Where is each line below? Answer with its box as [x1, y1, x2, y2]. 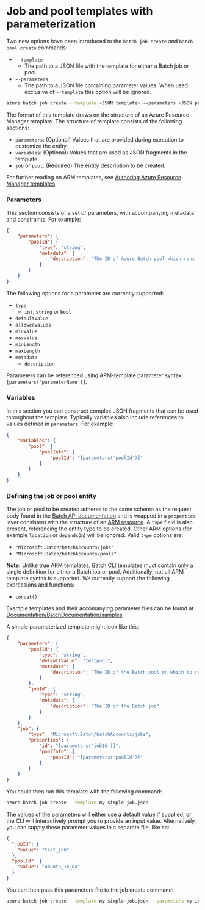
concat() [15, 594, 38, 601]
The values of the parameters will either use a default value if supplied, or [6, 811, 192, 818]
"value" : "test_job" [17, 847, 70, 853]
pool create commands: [6, 44, 68, 51]
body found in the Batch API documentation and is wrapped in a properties [6, 512, 196, 519]
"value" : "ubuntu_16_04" [17, 864, 81, 870]
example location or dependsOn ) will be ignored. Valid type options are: [6, 532, 184, 539]
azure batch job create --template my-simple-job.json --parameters [6, 898, 184, 904]
